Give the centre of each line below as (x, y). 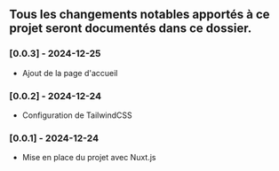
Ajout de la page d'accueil (70, 73)
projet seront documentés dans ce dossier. (131, 29)
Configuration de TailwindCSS (77, 115)
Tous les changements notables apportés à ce (139, 15)
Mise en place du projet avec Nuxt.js (89, 158)
